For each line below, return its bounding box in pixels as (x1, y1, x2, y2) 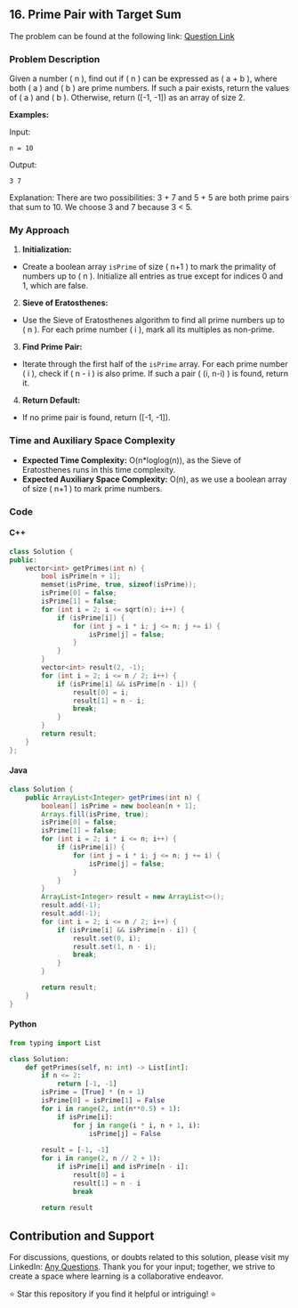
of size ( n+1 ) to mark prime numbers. (21, 483, 163, 493)
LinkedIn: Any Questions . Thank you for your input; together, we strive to (9, 1262, 276, 1272)
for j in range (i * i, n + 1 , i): (72, 1121, 201, 1130)
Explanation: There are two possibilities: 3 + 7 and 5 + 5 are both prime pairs (9, 192, 290, 203)
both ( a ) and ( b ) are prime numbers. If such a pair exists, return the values (9, 83, 290, 93)
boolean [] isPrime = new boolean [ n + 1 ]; (41, 801, 197, 810)
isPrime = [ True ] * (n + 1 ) (41, 1088, 145, 1097)
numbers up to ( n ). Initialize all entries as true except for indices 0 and (21, 271, 284, 281)
